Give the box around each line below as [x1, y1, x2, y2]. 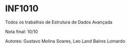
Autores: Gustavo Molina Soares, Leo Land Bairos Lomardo [5, 38, 126, 44]
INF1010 [5, 3, 39, 14]
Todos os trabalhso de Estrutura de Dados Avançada [5, 19, 113, 25]
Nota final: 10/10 [5, 28, 38, 34]
